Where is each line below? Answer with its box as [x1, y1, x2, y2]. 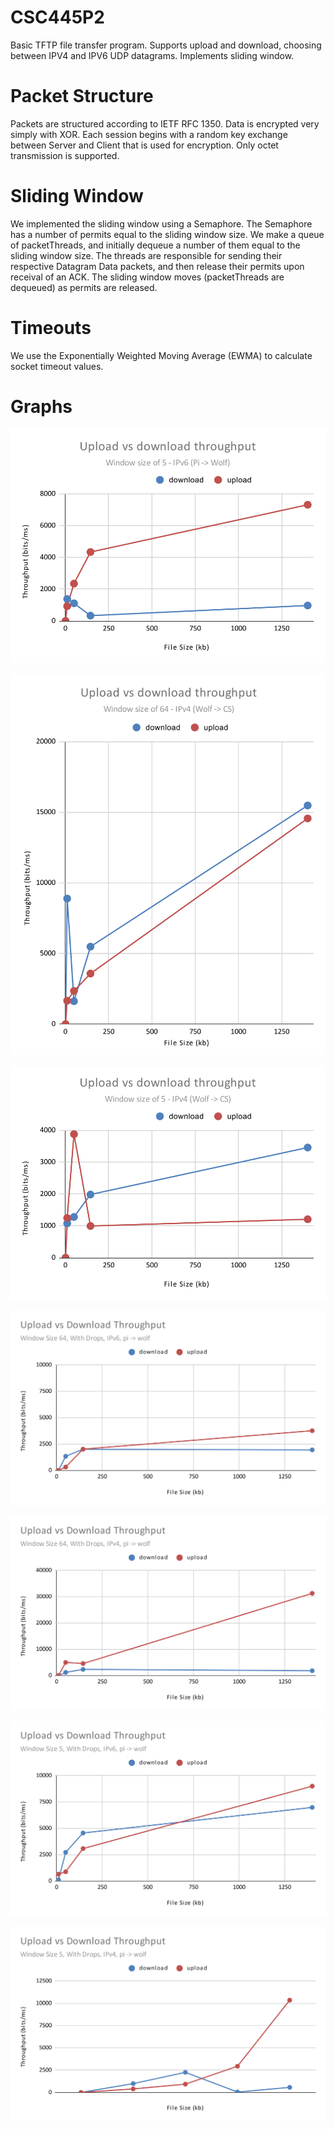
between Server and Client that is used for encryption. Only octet [10, 139, 279, 151]
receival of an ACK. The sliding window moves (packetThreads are [10, 271, 285, 283]
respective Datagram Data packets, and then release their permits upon [10, 260, 305, 272]
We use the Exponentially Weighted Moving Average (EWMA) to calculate [10, 349, 313, 361]
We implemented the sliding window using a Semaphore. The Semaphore [10, 217, 313, 230]
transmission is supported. [10, 149, 120, 161]
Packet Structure [10, 85, 154, 108]
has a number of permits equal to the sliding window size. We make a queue [10, 228, 325, 240]
